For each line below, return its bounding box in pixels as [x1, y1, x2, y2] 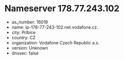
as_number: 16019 [11, 19, 48, 25]
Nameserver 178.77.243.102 [4, 3, 120, 14]
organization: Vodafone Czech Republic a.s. [11, 40, 100, 45]
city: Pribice [11, 29, 36, 35]
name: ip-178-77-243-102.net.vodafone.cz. [11, 24, 98, 30]
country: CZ [11, 35, 36, 40]
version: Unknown [11, 45, 48, 51]
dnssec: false [11, 50, 39, 56]
